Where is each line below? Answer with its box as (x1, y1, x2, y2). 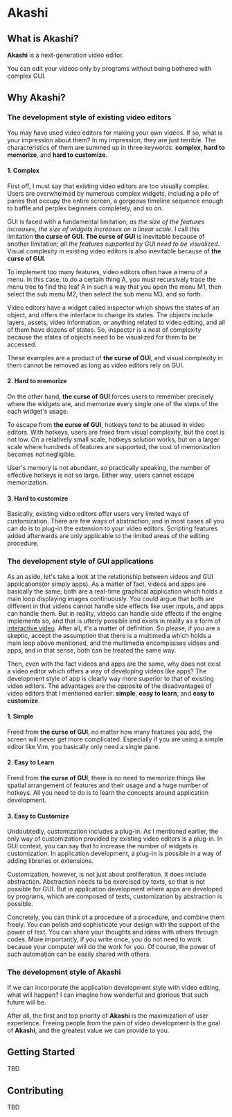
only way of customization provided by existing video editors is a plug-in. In (7, 834, 223, 843)
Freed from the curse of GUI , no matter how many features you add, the (7, 728, 213, 736)
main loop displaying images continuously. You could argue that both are (7, 594, 215, 603)
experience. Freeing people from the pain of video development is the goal (7, 1018, 220, 1027)
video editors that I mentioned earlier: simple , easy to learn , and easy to (7, 689, 215, 697)
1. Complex (7, 167, 40, 175)
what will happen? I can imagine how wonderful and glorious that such (7, 991, 208, 999)
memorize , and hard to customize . (7, 151, 108, 159)
